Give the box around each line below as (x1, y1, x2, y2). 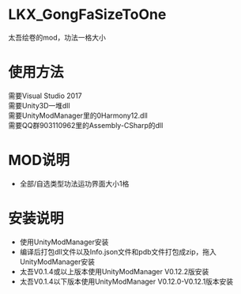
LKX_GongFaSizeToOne (8, 6, 167, 24)
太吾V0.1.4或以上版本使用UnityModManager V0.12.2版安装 (19, 266, 209, 276)
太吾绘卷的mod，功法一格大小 (8, 32, 107, 42)
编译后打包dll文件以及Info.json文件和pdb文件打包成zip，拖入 (19, 247, 217, 256)
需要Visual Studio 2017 (8, 91, 83, 100)
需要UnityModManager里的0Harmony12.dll (8, 111, 148, 120)
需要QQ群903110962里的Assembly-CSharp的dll (8, 120, 164, 130)
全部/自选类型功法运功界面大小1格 (19, 179, 130, 188)
